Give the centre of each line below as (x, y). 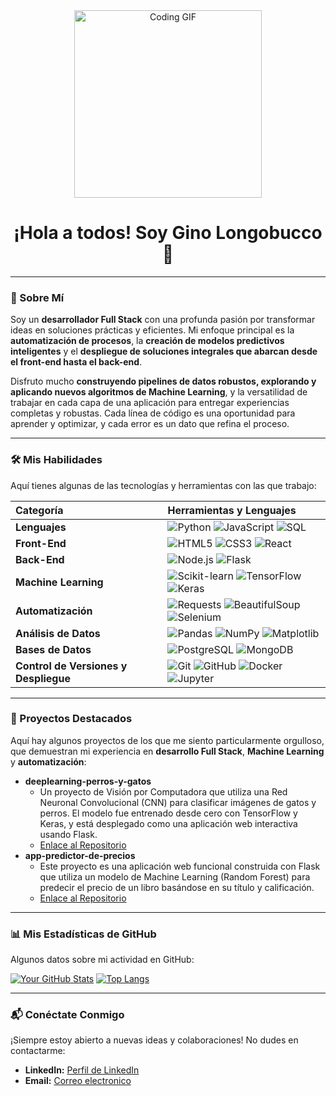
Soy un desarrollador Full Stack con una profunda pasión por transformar (163, 320)
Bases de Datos (53, 649)
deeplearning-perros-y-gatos (88, 781)
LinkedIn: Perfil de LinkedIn (82, 1070)
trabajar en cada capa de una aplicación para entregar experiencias (150, 403)
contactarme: (38, 1051)
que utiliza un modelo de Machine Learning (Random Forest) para (175, 876)
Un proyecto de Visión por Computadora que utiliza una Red (163, 791)
